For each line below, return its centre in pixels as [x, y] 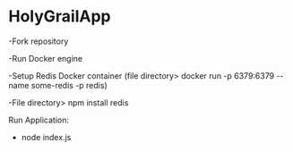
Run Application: [39, 120]
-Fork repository [39, 41]
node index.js [46, 137]
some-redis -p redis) [69, 85]
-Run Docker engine [46, 58]
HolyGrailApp [60, 17]
